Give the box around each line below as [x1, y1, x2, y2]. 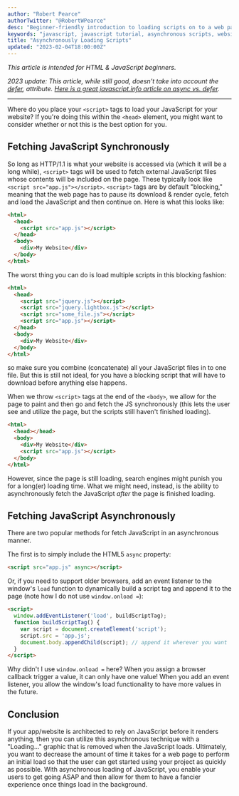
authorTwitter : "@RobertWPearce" [7, 17, 107, 24]
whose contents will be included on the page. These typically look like [7, 175, 213, 183]
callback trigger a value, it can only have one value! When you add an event [7, 673, 230, 681]
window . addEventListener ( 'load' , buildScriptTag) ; [14, 612, 167, 620]
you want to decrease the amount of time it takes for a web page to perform [7, 750, 230, 759]
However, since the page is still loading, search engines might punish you [7, 474, 223, 482]
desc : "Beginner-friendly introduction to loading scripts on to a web [7, 24, 224, 31]
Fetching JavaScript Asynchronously [7, 510, 176, 522]
